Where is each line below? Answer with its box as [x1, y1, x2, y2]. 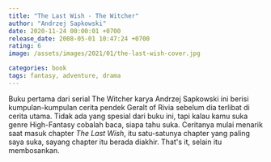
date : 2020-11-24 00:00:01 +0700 [8, 27, 121, 35]
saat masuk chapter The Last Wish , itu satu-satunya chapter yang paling [8, 128, 251, 138]
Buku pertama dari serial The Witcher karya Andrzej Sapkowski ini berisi [8, 94, 249, 104]
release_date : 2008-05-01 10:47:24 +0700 [8, 34, 150, 43]
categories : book [8, 64, 67, 73]
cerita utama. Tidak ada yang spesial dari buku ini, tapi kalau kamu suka [8, 111, 248, 121]
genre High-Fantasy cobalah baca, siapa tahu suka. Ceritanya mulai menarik [8, 119, 263, 130]
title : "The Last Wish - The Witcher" [8, 11, 139, 20]
